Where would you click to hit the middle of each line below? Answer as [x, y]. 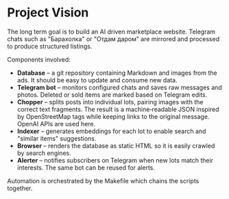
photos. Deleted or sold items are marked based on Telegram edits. [112, 95]
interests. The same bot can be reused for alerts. [86, 167]
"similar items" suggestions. [57, 138]
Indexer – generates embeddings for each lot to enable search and [111, 131]
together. [20, 188]
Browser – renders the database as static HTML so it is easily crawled [116, 145]
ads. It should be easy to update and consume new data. [97, 80]
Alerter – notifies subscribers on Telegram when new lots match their [115, 160]
